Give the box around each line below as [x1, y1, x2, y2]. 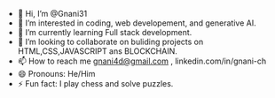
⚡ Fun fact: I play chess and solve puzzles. [17, 79, 174, 88]
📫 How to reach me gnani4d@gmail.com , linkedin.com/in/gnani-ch [17, 56, 267, 66]
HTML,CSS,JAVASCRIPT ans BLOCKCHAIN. [17, 46, 177, 57]
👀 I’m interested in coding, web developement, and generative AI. [17, 18, 256, 28]
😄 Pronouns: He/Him [17, 69, 96, 79]
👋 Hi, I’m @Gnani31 [17, 9, 88, 19]
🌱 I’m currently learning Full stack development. [17, 27, 192, 37]
